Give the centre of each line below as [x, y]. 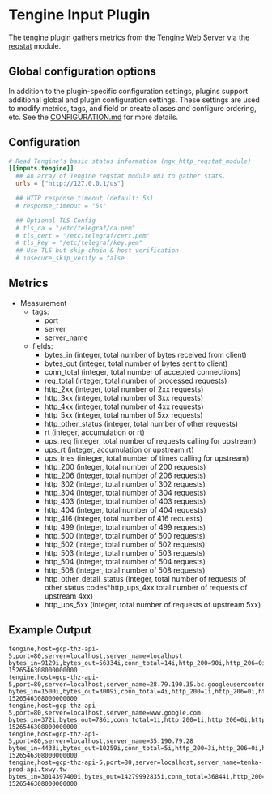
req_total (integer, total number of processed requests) [136, 380]
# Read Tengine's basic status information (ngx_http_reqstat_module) [130, 161]
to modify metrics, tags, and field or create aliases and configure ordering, [132, 108]
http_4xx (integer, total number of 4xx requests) [124, 406]
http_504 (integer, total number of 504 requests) [125, 561]
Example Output [50, 630]
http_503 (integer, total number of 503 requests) [125, 552]
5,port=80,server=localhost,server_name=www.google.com [104, 712]
